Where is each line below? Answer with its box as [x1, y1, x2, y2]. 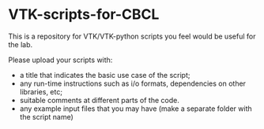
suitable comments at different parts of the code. [19, 95, 179, 105]
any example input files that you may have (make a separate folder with [19, 104, 252, 113]
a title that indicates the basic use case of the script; [19, 70, 190, 79]
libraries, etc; [19, 87, 63, 96]
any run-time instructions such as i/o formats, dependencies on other [19, 79, 247, 88]
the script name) [19, 112, 74, 121]
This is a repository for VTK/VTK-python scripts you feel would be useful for [8, 31, 256, 41]
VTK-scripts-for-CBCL [8, 6, 160, 24]
